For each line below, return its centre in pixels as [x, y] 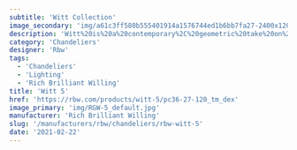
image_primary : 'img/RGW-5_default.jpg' [85, 108]
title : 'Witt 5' [39, 91]
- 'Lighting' [41, 75]
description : [33, 34]
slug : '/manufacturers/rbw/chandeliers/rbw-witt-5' [106, 124]
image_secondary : [41, 26]
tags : [19, 58]
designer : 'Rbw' [39, 50]
